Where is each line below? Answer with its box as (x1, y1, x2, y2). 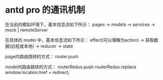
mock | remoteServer (5, 27, 48, 33)
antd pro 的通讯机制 (5, 4, 85, 16)
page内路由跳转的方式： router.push (5, 53, 79, 59)
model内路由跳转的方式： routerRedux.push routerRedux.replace (5, 64, 136, 70)
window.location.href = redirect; (5, 69, 70, 75)
